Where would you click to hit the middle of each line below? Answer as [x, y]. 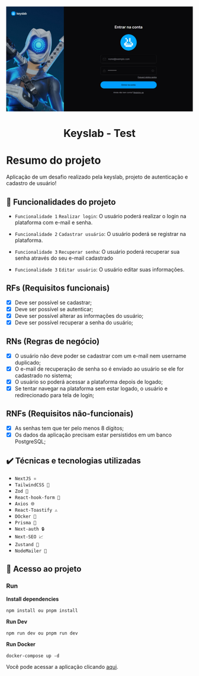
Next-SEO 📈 [29, 537]
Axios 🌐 [25, 504]
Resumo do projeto [54, 160]
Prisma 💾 [25, 522]
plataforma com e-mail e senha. [54, 222]
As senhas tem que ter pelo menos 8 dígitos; [69, 428]
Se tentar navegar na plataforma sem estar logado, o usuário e [91, 388]
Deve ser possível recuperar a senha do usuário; [74, 322]
